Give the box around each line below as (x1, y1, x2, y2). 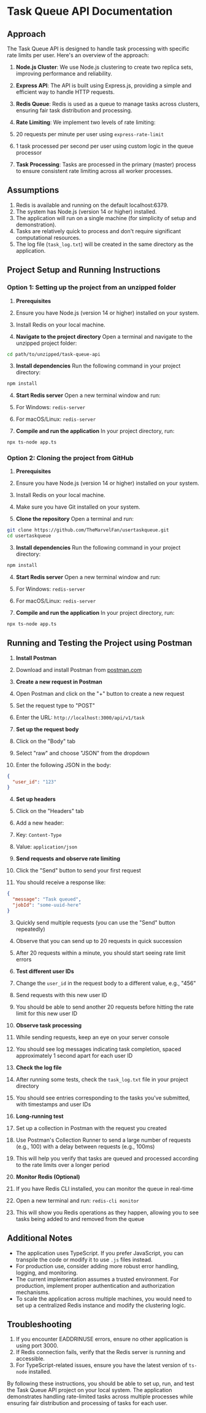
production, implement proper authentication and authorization (15, 1282, 175, 1289)
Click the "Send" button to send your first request (15, 867, 142, 874)
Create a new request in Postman (15, 678, 103, 685)
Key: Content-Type (15, 831, 62, 839)
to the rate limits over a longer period (15, 1161, 110, 1168)
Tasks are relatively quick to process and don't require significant (15, 227, 181, 234)
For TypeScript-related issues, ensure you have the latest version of (15, 1361, 188, 1369)
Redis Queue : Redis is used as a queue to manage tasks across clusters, (15, 100, 200, 107)
